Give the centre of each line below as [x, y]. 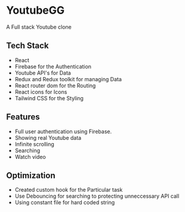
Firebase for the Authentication [53, 66]
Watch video [30, 156]
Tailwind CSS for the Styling [49, 98]
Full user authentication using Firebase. [63, 131]
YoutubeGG [36, 10]
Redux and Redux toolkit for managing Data [68, 79]
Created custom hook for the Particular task [69, 190]
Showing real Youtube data [48, 137]
